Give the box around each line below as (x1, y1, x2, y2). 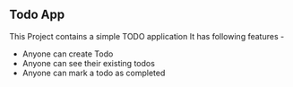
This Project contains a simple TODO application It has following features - (9, 30, 285, 41)
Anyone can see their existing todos (22, 57, 155, 68)
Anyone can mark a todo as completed (22, 67, 166, 78)
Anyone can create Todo (22, 48, 114, 59)
